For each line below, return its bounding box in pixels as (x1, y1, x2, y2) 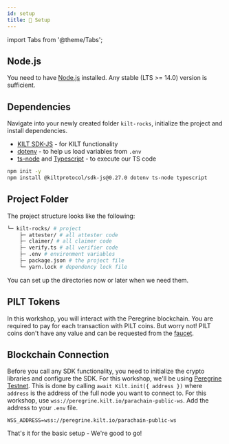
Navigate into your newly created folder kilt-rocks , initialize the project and (7, 119, 223, 128)
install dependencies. (7, 127, 67, 135)
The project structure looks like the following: (7, 212, 135, 220)
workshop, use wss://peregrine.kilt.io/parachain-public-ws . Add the (7, 396, 209, 405)
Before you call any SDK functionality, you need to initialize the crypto (7, 367, 205, 376)
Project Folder (7, 194, 69, 205)
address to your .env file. (7, 404, 78, 412)
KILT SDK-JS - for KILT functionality (17, 140, 118, 148)
